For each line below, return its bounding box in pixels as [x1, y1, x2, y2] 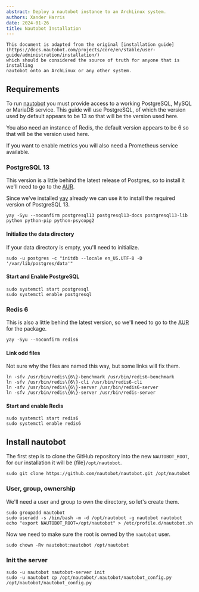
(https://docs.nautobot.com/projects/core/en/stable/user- [6, 47, 156, 53]
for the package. [6, 325, 47, 332]
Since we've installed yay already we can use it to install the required [6, 195, 176, 202]
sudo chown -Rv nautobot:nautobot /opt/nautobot [6, 542, 129, 548]
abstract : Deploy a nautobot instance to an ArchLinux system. [6, 8, 167, 15]
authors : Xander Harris [6, 14, 66, 20]
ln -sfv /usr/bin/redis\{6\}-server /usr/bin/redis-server [6, 390, 156, 396]
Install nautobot [6, 437, 66, 447]
